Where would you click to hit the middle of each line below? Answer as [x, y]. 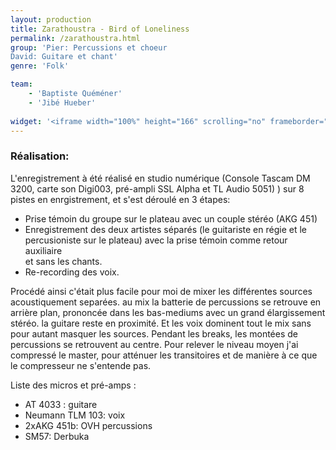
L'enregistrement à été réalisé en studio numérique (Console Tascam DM [160, 178]
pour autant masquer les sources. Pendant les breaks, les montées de [154, 333]
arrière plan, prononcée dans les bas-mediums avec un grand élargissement [168, 312]
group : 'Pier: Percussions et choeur [89, 47]
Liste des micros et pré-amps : [73, 385]
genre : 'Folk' [40, 66]
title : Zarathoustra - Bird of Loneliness [100, 29]
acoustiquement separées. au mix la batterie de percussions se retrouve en [166, 302]
